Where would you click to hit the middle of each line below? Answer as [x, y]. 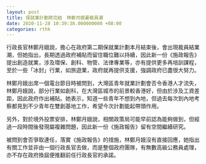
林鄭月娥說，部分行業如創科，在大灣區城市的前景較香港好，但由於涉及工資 [100, 91]
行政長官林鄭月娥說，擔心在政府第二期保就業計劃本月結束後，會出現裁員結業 [103, 47]
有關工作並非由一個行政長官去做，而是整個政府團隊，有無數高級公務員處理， [103, 147]
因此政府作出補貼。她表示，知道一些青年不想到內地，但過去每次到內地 [105, 99]
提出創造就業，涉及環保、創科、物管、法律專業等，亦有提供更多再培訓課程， [103, 62]
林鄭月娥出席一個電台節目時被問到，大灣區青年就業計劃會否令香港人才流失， [103, 83]
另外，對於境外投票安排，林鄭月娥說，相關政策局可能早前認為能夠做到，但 [100, 119]
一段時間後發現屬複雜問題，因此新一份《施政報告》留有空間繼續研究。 [100, 127]
